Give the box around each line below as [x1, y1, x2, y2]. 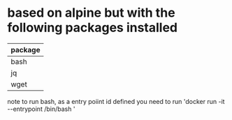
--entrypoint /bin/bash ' [7, 105, 75, 113]
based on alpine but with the [7, 5, 176, 21]
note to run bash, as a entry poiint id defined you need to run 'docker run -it [7, 97, 225, 105]
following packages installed [7, 20, 178, 36]
